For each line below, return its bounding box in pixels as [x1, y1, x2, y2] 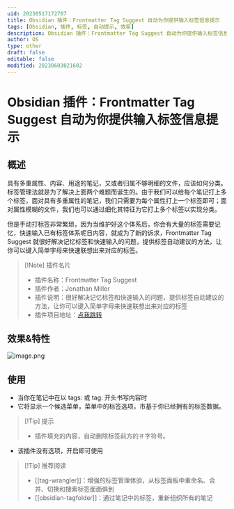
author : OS [7, 36, 39, 43]
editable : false [7, 56, 54, 63]
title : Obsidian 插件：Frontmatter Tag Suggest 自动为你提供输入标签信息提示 [7, 17, 221, 24]
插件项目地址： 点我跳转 [34, 310, 102, 319]
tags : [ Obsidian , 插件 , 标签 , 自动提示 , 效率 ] [7, 23, 134, 30]
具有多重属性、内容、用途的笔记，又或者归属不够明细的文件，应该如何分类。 [7, 178, 227, 187]
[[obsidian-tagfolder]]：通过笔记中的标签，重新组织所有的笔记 [34, 494, 213, 502]
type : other [7, 43, 42, 50]
